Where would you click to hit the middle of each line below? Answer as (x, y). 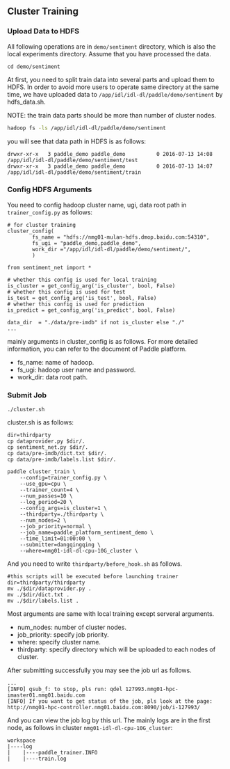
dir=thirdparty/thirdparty (46, 583)
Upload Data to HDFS (43, 31)
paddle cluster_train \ (42, 472)
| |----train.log (37, 759)
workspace (22, 740)
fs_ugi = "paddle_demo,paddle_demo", (87, 243)
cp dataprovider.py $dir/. (46, 441)
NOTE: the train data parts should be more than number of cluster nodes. (112, 115)
